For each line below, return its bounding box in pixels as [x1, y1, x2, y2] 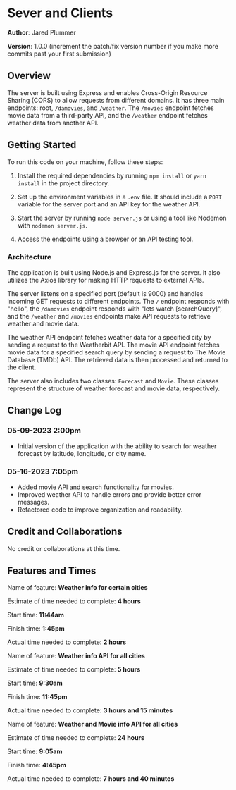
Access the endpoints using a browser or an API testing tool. [17, 235, 194, 243]
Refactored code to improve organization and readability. [17, 505, 183, 514]
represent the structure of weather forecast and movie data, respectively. [7, 384, 221, 393]
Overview [7, 70, 51, 82]
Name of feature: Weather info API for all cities [7, 652, 146, 660]
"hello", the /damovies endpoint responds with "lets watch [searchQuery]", [7, 304, 222, 313]
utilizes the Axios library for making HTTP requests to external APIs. [7, 276, 204, 284]
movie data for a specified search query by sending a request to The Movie [7, 347, 226, 357]
